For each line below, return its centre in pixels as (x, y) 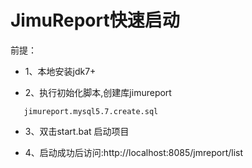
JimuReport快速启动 (95, 20)
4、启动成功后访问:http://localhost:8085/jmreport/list (134, 152)
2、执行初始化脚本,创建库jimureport (98, 92)
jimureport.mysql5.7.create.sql (91, 111)
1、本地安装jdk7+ (60, 71)
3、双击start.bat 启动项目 (77, 131)
